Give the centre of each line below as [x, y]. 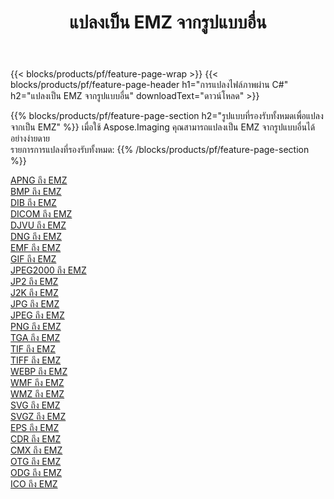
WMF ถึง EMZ [37, 383]
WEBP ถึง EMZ [39, 372]
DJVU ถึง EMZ [38, 225]
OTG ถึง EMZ [36, 462]
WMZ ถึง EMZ [37, 394]
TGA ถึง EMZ [35, 338]
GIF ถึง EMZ [33, 259]
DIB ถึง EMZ [33, 203]
